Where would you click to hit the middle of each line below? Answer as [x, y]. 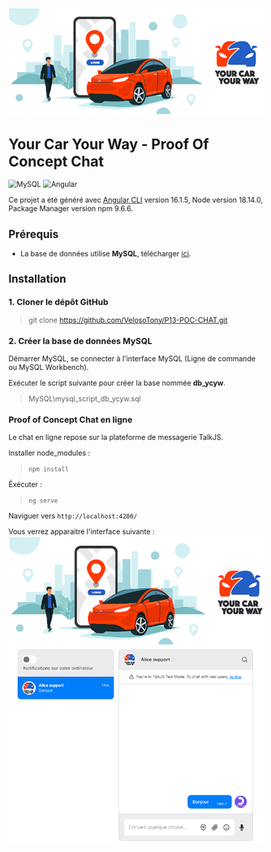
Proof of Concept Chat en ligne [71, 420]
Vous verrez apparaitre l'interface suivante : [82, 531]
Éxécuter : [26, 484]
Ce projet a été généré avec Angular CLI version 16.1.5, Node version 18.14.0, [136, 200]
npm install [48, 470]
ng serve [43, 501]
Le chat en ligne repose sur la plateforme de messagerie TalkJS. [116, 437]
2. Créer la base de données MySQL [80, 341]
